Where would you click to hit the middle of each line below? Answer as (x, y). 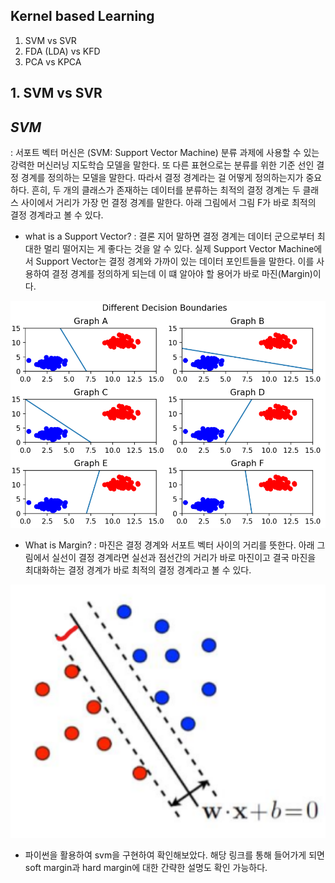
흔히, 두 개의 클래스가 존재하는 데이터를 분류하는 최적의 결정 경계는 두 (166, 190)
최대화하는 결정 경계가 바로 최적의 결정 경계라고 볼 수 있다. (138, 570)
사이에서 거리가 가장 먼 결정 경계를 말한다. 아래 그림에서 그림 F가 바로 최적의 (168, 203)
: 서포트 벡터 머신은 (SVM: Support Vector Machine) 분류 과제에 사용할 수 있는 (165, 153)
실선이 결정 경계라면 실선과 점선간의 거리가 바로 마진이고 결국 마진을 (184, 558)
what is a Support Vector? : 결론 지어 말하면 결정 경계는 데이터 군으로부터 (169, 236)
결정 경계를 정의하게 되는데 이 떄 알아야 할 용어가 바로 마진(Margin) (182, 274)
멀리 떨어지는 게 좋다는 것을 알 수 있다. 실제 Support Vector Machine (179, 249)
